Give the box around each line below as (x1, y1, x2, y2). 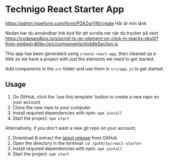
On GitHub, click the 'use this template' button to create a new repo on (12, 93, 159, 99)
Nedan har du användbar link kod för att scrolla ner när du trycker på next (5, 30, 158, 36)
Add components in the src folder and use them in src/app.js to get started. (5, 66, 164, 72)
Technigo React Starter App (5, 4, 125, 15)
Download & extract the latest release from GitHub (12, 135, 118, 141)
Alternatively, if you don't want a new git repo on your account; (5, 125, 136, 131)
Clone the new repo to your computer (12, 104, 91, 111)
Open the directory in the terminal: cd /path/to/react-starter (12, 140, 142, 146)
